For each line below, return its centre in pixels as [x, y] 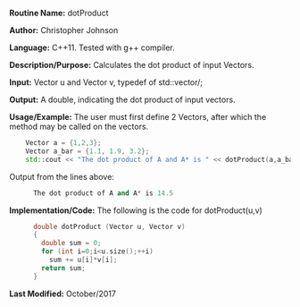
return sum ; [64, 268]
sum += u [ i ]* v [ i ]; [83, 260]
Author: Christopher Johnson [64, 30]
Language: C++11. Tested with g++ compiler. [92, 47]
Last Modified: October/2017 [62, 294]
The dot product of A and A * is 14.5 [103, 193]
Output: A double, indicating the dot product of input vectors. [122, 99]
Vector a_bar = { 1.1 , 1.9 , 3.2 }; [87, 151]
